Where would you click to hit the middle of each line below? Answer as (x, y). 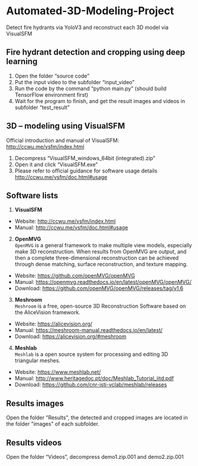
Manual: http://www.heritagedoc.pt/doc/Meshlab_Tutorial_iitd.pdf (94, 378)
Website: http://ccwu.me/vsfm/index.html (65, 221)
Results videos (34, 443)
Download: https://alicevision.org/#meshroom (71, 337)
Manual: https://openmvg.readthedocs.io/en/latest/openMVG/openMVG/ (103, 282)
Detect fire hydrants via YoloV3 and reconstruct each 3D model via (87, 27)
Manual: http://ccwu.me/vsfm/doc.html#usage (71, 228)
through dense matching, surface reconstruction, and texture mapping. (101, 264)
